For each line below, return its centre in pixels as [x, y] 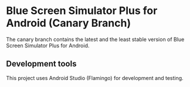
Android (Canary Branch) [68, 23]
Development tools [41, 64]
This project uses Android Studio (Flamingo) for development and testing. [95, 78]
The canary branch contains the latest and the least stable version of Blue [95, 39]
